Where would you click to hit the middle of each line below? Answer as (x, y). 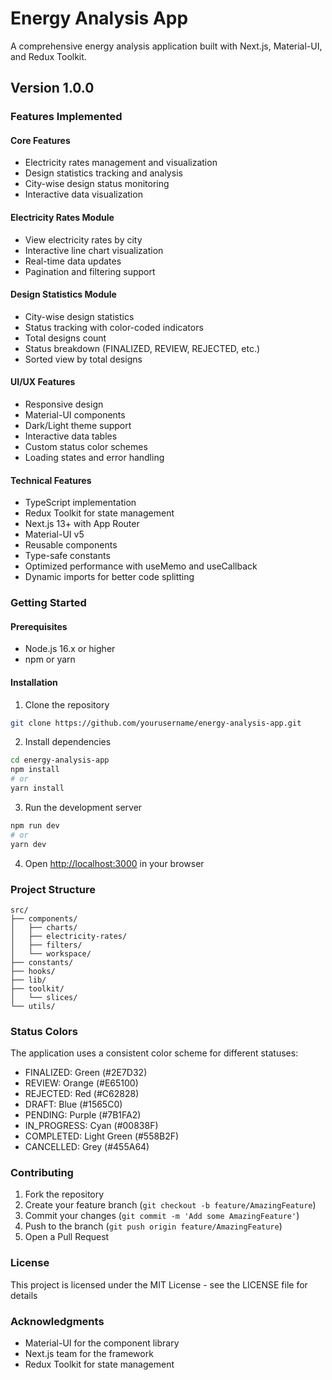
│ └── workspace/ (51, 953)
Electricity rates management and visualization (121, 163)
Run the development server (83, 807)
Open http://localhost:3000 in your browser (114, 863)
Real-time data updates (73, 261)
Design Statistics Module (63, 294)
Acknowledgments (57, 1321)
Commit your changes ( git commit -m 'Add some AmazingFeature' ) (162, 1216)
